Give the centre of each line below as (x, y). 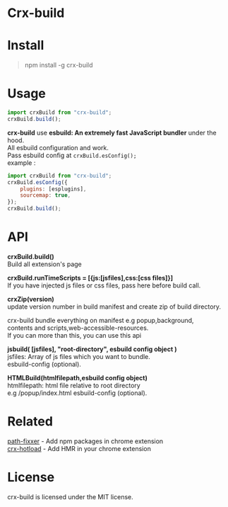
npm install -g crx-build (59, 65)
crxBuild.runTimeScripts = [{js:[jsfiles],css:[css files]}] (90, 278)
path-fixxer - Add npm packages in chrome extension (85, 441)
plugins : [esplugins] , (53, 189)
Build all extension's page (45, 264)
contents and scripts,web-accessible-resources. (78, 328)
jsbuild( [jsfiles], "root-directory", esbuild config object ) (92, 349)
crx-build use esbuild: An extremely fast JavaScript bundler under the (112, 132)
